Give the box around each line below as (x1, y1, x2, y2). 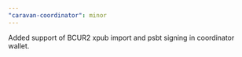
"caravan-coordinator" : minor (8, 11, 108, 20)
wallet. (8, 41, 30, 51)
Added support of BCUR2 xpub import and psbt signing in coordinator (8, 33, 235, 42)
